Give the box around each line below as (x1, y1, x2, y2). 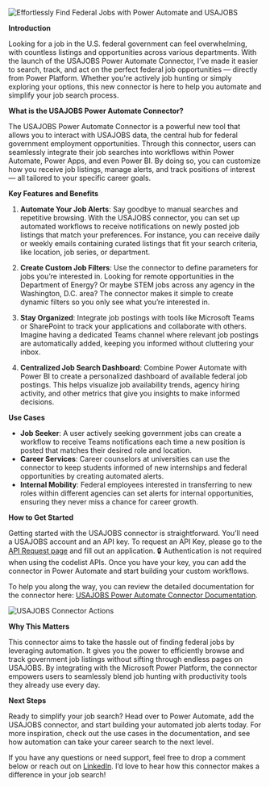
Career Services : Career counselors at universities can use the (19, 454, 231, 463)
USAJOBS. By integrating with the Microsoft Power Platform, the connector (8, 663, 258, 672)
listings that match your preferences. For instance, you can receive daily (19, 230, 260, 240)
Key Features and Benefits (8, 189, 99, 198)
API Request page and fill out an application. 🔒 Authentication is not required (8, 546, 262, 555)
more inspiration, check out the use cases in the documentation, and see (8, 729, 251, 738)
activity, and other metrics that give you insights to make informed (19, 388, 240, 398)
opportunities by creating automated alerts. (19, 471, 164, 480)
